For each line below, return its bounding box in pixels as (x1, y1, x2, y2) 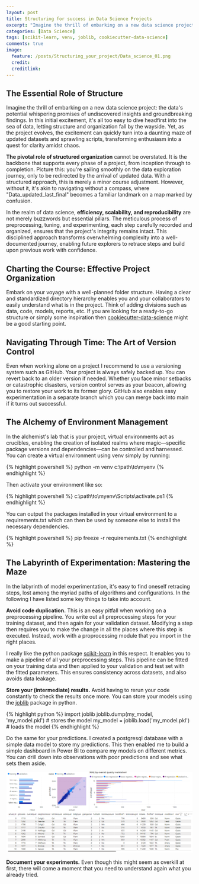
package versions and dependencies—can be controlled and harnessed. (6, 445, 184, 452)
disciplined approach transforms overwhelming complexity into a (6, 234, 165, 241)
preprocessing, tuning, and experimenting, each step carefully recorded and (6, 221, 192, 229)
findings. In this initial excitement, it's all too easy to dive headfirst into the (6, 117, 187, 124)
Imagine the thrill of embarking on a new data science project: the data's (6, 104, 184, 111)
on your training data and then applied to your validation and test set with (6, 662, 185, 669)
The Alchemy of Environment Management (6, 417, 168, 427)
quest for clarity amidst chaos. (6, 142, 81, 149)
